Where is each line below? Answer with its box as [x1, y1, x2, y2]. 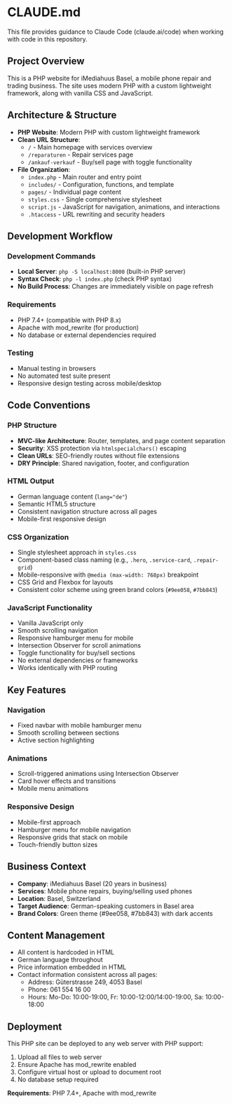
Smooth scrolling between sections [17, 728, 120, 737]
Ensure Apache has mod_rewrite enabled [17, 1060, 137, 1069]
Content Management [7, 929, 105, 941]
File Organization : [17, 165, 71, 173]
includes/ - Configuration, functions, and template [27, 180, 175, 188]
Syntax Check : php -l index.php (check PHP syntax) [17, 275, 172, 283]
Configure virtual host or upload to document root [17, 1068, 162, 1077]
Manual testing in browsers [17, 364, 96, 372]
